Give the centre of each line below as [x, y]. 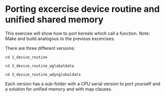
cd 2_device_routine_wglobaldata [40, 66]
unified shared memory [55, 20]
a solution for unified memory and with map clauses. [59, 89]
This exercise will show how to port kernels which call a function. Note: [78, 33]
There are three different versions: [40, 48]
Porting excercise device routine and [82, 9]
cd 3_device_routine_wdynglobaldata [43, 74]
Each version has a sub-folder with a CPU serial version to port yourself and [83, 84]
